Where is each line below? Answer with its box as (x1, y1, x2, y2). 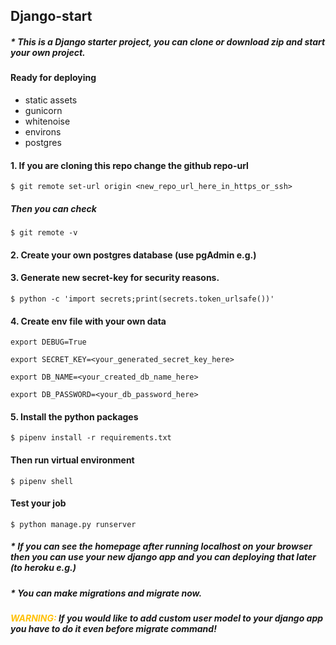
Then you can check (10, 202, 97, 214)
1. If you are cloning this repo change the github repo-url (10, 159, 249, 171)
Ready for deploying (10, 72, 97, 84)
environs (24, 125, 62, 138)
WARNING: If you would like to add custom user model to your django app (10, 612, 324, 624)
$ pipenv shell (10, 476, 74, 486)
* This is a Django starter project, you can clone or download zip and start (10, 35, 326, 48)
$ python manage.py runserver (10, 519, 137, 529)
